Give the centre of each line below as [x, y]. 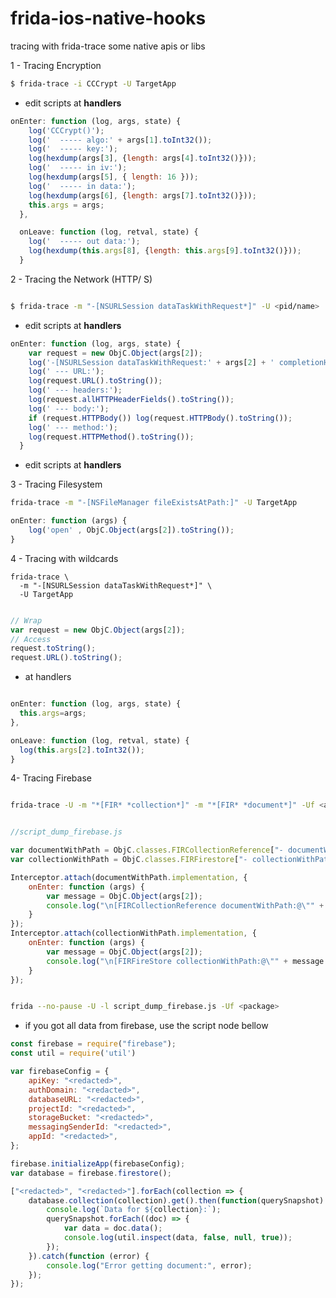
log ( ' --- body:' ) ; [69, 408]
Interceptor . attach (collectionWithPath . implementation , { [133, 933]
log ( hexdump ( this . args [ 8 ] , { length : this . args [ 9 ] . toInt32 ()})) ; [165, 251]
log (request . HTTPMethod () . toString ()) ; [111, 437]
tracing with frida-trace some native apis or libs [108, 46]
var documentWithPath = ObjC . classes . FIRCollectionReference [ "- [147, 850]
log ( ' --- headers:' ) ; [75, 390]
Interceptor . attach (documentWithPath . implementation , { [129, 877]
